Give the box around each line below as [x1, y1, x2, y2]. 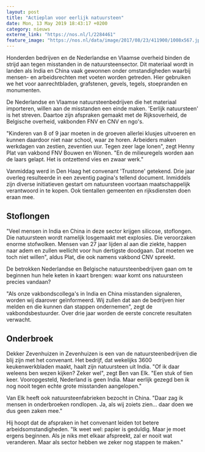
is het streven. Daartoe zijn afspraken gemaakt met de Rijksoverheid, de [6, 111, 187, 118]
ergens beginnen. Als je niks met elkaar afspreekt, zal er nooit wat [6, 432, 173, 439]
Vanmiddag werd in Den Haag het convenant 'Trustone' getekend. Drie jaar [6, 167, 195, 175]
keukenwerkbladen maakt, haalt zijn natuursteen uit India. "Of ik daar [6, 363, 180, 370]
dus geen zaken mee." [6, 407, 63, 414]
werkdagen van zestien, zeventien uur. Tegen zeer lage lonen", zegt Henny [6, 143, 195, 150]
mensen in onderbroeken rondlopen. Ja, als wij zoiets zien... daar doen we [6, 401, 193, 408]
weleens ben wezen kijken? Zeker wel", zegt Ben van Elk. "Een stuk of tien [6, 369, 193, 376]
